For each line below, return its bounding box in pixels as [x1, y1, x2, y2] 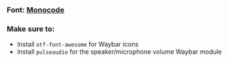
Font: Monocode [6, 5, 65, 15]
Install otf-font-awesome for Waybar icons [16, 40, 139, 49]
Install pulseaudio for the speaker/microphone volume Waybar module [16, 47, 223, 56]
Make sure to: [6, 23, 55, 33]
